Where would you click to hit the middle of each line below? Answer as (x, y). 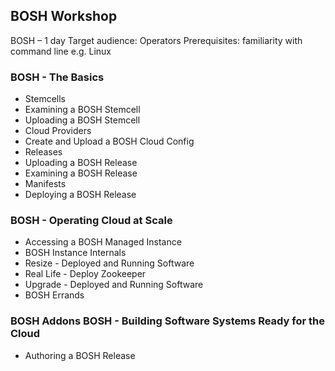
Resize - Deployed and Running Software (109, 263)
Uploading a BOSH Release (81, 163)
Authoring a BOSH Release (80, 355)
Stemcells (45, 99)
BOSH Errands (54, 295)
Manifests (45, 184)
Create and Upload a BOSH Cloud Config (109, 141)
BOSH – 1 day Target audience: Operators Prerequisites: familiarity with (156, 40)
